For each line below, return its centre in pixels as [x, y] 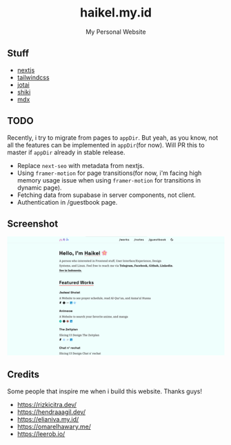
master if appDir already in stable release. [66, 152]
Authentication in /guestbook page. [67, 202]
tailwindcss [33, 77]
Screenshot [33, 224]
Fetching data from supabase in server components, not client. [107, 195]
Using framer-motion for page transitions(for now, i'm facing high [109, 173]
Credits [23, 374]
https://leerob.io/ [41, 434]
